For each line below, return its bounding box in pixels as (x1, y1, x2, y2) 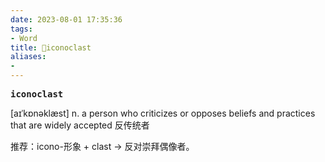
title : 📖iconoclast (10, 42, 92, 53)
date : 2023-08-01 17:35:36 (10, 14, 123, 25)
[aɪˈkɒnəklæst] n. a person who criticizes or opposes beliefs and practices (10, 107, 316, 119)
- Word (10, 33, 38, 43)
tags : (10, 24, 33, 34)
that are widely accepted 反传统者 (10, 119, 150, 131)
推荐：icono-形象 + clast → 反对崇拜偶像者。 (10, 141, 195, 152)
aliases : (10, 52, 47, 62)
